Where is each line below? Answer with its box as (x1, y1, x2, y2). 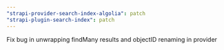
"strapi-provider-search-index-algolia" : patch (6, 10, 146, 17)
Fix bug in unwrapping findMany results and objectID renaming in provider (6, 35, 218, 43)
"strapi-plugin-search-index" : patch (6, 16, 115, 23)
